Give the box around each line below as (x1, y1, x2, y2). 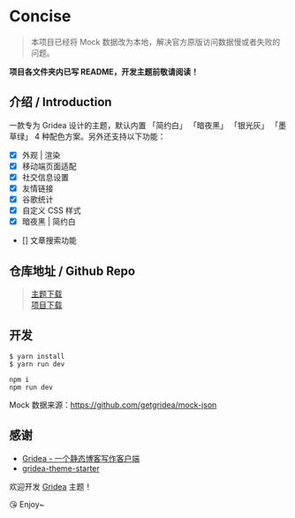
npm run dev (9, 383, 53, 392)
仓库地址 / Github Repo (9, 263, 135, 278)
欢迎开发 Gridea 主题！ (9, 481, 93, 491)
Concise (9, 6, 72, 27)
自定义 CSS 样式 (21, 205, 81, 216)
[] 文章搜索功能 (21, 235, 77, 246)
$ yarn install (9, 352, 65, 361)
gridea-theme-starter (21, 462, 100, 474)
